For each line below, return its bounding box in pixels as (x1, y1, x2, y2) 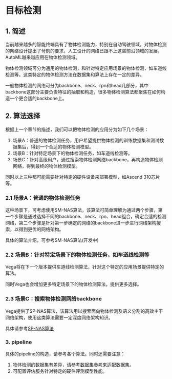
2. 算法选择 (5, 111, 40, 121)
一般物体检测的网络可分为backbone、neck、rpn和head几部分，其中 (5, 83, 149, 88)
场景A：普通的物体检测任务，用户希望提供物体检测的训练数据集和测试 (12, 137, 160, 143)
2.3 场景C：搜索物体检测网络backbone (5, 295, 102, 302)
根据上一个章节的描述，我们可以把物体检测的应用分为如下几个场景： (5, 126, 149, 132)
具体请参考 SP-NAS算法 (5, 325, 54, 331)
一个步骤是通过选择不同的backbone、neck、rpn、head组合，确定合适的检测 (5, 214, 167, 220)
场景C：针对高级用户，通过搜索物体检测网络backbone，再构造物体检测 (12, 156, 163, 162)
